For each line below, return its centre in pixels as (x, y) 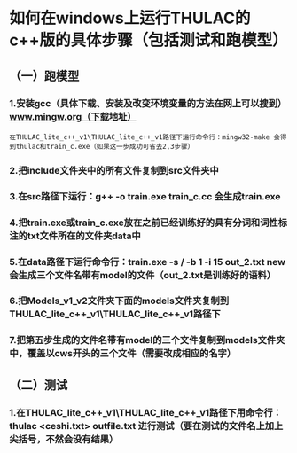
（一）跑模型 (44, 76)
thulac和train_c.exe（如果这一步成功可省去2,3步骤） (105, 146)
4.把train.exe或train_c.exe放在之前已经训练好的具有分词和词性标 (148, 223)
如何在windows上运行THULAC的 (130, 18)
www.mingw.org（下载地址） (73, 116)
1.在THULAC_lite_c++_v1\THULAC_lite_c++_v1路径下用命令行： (145, 412)
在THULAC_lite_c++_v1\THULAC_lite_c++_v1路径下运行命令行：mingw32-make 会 (145, 137)
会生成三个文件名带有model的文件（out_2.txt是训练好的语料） (143, 275)
